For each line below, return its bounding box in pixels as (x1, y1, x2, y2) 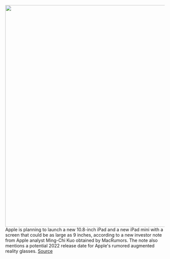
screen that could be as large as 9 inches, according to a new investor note (5, 232, 162, 238)
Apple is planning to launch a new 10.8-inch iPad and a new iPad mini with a (5, 227, 163, 233)
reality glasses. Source (5, 248, 53, 254)
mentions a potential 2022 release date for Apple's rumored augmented (5, 243, 155, 248)
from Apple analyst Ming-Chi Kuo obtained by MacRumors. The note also (5, 237, 158, 243)
